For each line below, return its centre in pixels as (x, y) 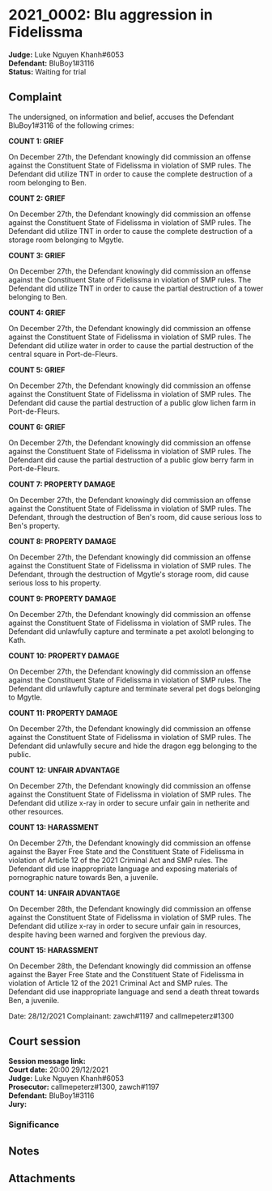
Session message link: (47, 1061)
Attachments (42, 1178)
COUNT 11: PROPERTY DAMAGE (63, 712)
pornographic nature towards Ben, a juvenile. (84, 877)
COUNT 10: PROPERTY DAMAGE (64, 655)
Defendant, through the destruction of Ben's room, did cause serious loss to (135, 517)
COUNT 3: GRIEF (37, 255)
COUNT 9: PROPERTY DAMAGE (62, 598)
